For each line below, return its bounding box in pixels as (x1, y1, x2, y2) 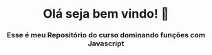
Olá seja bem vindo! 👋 (43, 6, 169, 22)
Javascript (87, 39, 125, 48)
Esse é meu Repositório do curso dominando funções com (6, 31, 206, 40)
